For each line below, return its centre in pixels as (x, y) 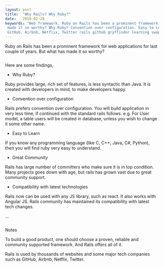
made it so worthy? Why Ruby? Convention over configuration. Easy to (80, 28)
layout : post (18, 10)
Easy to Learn (26, 133)
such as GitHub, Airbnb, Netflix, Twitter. (45, 259)
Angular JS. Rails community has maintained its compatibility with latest (77, 201)
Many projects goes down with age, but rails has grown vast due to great (78, 172)
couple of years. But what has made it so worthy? (55, 51)
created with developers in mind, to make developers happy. (66, 89)
